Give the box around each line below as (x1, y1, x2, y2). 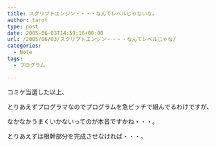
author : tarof (7, 17, 48, 24)
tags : (7, 55, 23, 62)
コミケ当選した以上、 (7, 87, 68, 96)
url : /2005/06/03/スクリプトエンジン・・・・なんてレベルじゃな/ (7, 36, 177, 43)
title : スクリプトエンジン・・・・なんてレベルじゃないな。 (7, 10, 158, 17)
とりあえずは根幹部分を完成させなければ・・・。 (7, 132, 147, 140)
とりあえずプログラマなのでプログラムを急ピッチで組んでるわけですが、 (7, 102, 213, 111)
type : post (7, 23, 39, 30)
